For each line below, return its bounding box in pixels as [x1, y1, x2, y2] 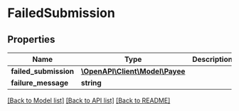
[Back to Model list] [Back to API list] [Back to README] [7, 96, 171, 105]
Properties [7, 33, 55, 46]
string [80, 78, 102, 88]
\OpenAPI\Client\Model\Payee [80, 66, 186, 76]
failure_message [11, 78, 69, 88]
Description [191, 55, 233, 64]
